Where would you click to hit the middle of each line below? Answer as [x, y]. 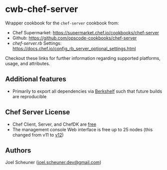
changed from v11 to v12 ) [38, 135]
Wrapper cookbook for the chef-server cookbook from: [62, 23]
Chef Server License [38, 112]
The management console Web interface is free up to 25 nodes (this [83, 129]
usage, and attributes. [28, 63]
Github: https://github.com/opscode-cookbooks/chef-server [75, 38]
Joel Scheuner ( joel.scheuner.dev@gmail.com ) [53, 163]
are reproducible [29, 96]
